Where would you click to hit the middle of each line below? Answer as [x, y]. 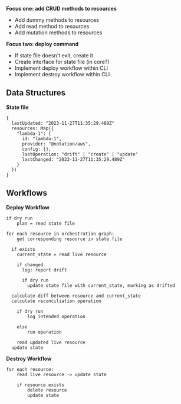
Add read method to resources [52, 26]
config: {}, [36, 149]
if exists [23, 249]
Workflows [27, 193]
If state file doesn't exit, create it [54, 55]
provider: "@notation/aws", [56, 144]
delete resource [47, 390]
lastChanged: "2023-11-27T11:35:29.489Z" [73, 159]
